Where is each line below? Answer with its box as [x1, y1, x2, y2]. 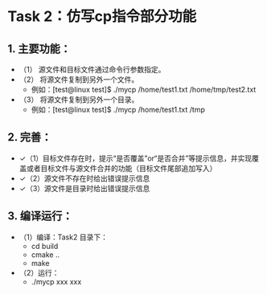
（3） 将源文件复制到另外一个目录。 [18, 95, 139, 104]
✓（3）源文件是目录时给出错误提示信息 [18, 183, 150, 193]
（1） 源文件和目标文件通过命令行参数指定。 [18, 65, 166, 74]
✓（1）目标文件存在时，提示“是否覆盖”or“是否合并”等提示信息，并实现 [18, 153, 253, 163]
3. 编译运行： [7, 210, 73, 223]
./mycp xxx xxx [31, 276, 82, 286]
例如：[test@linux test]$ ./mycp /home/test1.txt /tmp [31, 105, 206, 114]
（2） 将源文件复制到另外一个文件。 [18, 75, 139, 84]
